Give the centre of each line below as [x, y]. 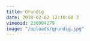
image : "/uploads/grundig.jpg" [45, 29]
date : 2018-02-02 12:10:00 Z [43, 17]
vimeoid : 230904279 [31, 23]
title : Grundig [25, 12]
